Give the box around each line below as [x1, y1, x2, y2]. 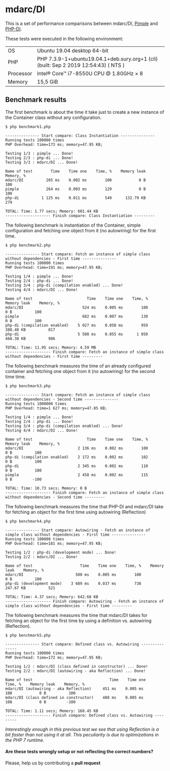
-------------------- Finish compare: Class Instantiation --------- [5, 213, 155, 218]
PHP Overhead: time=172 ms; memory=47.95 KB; [5, 655, 103, 660]
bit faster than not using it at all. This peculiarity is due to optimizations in [5, 731, 159, 737]
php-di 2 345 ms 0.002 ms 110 [5, 464, 148, 469]
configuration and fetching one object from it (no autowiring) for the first [5, 227, 156, 233]
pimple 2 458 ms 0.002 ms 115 [5, 472, 148, 477]
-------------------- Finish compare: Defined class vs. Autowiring [5, 713, 153, 718]
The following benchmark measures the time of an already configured [5, 362, 151, 369]
